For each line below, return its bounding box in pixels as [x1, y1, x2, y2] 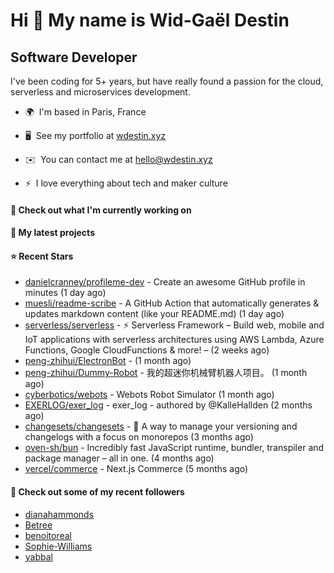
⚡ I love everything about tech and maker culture [24, 177, 228, 189]
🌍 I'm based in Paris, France [24, 106, 147, 118]
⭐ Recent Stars [10, 250, 74, 262]
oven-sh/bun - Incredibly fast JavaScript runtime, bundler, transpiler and [24, 442, 325, 454]
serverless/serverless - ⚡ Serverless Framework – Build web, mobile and [24, 319, 325, 331]
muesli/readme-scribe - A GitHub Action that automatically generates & [24, 297, 320, 309]
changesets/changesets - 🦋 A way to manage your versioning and [24, 420, 298, 433]
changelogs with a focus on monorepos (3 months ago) [24, 431, 254, 443]
